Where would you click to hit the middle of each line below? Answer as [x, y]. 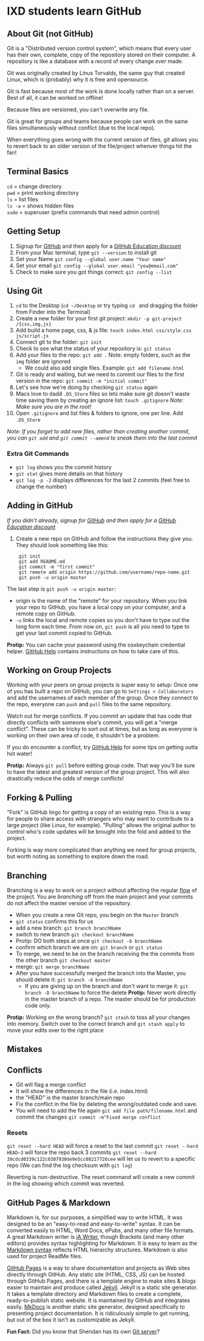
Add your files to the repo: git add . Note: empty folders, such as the [103, 355]
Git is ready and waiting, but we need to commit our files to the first [100, 374]
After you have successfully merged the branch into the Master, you [100, 973]
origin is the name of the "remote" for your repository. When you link [101, 600]
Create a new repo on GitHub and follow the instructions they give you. [104, 538]
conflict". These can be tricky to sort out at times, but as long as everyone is [102, 729]
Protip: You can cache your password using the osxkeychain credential [96, 645]
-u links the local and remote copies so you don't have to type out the [103, 620]
